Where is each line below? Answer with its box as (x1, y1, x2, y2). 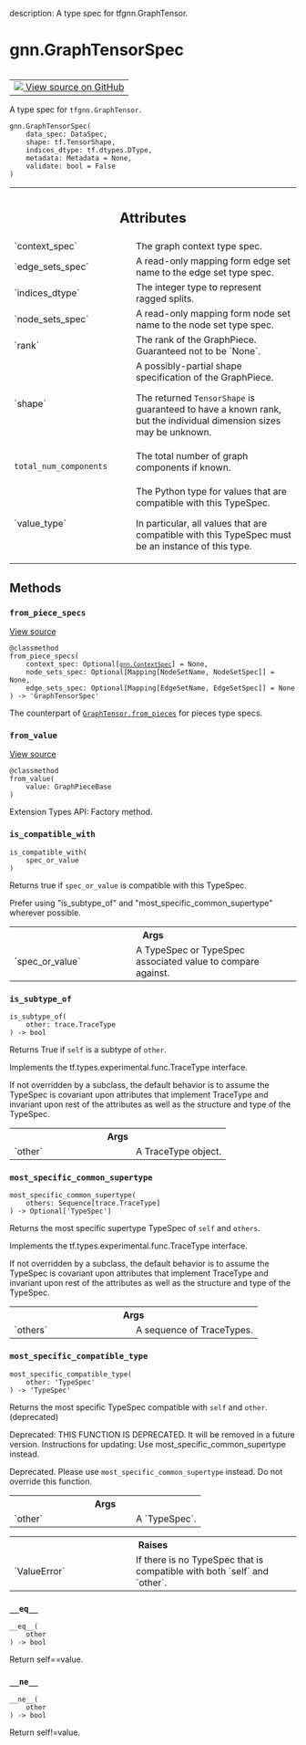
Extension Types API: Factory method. (9, 807, 153, 818)
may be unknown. (136, 426, 212, 439)
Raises (138, 1538, 168, 1551)
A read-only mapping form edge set (136, 255, 291, 267)
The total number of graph (136, 450, 249, 463)
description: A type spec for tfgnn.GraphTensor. (9, 8, 189, 18)
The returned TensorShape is (136, 392, 255, 404)
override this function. (9, 1476, 93, 1487)
